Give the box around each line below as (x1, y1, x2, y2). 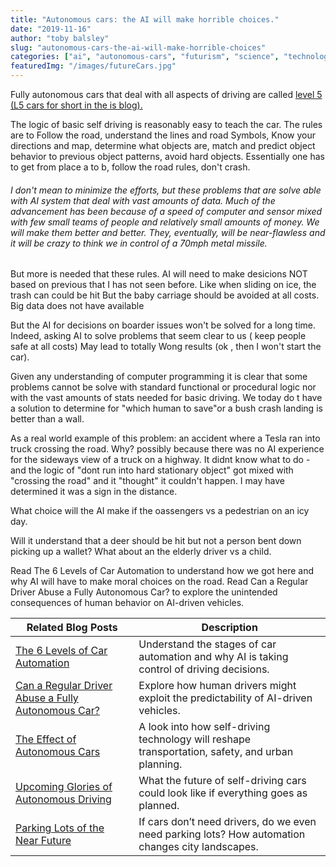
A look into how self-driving (138, 720, 271, 734)
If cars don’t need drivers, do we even (138, 815, 317, 829)
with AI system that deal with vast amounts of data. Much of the (10, 194, 276, 206)
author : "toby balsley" (10, 33, 110, 43)
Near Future (15, 834, 72, 848)
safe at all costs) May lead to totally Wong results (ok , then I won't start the (10, 341, 322, 353)
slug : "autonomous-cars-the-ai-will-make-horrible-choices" (10, 42, 267, 53)
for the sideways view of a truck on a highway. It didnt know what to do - (10, 454, 311, 466)
